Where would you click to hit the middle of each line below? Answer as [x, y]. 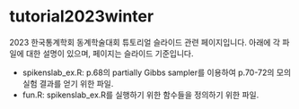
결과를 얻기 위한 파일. [76, 83]
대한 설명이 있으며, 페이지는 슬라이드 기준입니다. [110, 53]
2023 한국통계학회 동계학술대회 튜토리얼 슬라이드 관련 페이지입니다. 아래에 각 [145, 42]
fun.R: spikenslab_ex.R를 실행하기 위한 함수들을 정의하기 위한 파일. [141, 95]
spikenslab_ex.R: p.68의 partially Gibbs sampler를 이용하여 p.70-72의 [148, 72]
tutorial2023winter [82, 17]
